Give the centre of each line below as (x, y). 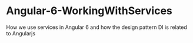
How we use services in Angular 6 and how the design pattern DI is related (96, 27)
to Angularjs (21, 33)
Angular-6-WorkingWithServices (89, 11)
